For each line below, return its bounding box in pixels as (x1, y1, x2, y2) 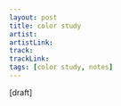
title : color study (9, 21, 82, 30)
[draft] (9, 86, 33, 98)
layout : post (9, 12, 58, 22)
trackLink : (9, 54, 50, 63)
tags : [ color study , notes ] (9, 63, 114, 72)
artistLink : (9, 37, 53, 47)
